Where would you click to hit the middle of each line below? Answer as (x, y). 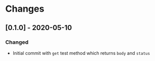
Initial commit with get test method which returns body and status (81, 53)
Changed (17, 42)
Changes (25, 9)
